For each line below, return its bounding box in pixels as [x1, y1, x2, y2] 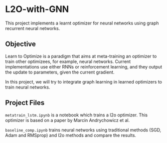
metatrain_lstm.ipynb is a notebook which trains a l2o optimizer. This [5, 111, 148, 118]
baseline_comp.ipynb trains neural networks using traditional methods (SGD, [5, 126, 162, 133]
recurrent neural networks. [5, 25, 60, 31]
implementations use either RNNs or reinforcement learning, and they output [5, 63, 163, 69]
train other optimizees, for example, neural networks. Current [5, 58, 131, 64]
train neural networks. [5, 84, 50, 90]
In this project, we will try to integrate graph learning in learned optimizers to [5, 78, 163, 84]
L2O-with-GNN [5, 3, 69, 15]
